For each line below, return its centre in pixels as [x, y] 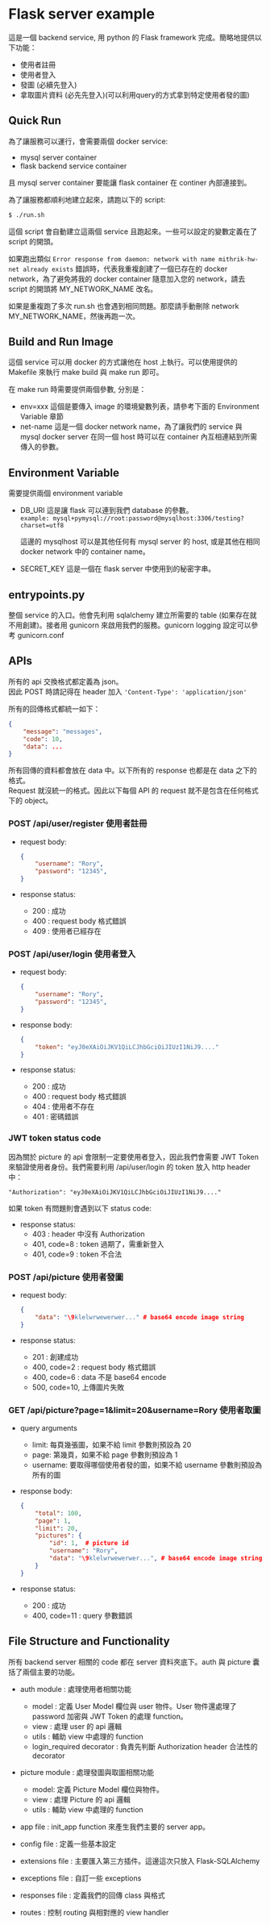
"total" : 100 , [58, 1513]
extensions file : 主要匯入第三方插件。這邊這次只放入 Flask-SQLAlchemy [140, 1860]
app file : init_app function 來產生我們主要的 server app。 [114, 1827]
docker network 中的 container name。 [85, 552]
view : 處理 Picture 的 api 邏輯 [81, 1799]
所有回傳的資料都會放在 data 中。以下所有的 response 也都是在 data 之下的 [133, 770]
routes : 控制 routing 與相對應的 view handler [94, 1912]
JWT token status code [55, 1138]
